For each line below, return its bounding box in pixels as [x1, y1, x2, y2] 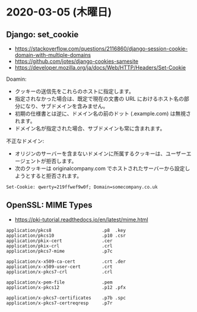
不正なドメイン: [6, 138, 45, 144]
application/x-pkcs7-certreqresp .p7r [6, 300, 113, 306]
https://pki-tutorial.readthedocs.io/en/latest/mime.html [14, 216, 148, 223]
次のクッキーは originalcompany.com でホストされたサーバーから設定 [14, 165, 185, 172]
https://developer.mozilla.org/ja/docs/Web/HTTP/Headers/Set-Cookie [14, 64, 186, 71]
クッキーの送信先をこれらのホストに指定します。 [14, 88, 135, 95]
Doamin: [6, 75, 27, 82]
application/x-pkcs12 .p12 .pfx [6, 284, 126, 291]
